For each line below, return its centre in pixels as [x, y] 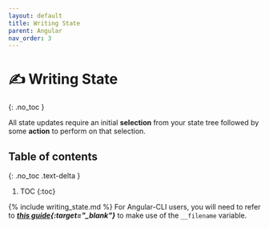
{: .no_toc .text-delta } [44, 176]
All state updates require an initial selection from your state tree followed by [134, 123]
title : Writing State [44, 23]
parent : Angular [35, 31]
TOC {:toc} [38, 191]
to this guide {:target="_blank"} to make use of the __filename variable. [128, 215]
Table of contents [53, 156]
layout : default [35, 16]
